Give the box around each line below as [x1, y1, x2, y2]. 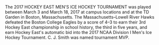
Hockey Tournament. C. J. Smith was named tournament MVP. [5, 34, 130, 40]
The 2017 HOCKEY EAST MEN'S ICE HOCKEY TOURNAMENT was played [5, 4, 151, 10]
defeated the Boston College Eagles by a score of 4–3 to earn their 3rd [5, 19, 146, 25]
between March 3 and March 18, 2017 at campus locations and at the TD [5, 9, 149, 15]
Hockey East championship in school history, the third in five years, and [5, 24, 147, 30]
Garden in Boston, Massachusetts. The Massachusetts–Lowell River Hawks [5, 14, 155, 20]
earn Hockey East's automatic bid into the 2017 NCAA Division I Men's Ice [5, 30, 152, 35]
